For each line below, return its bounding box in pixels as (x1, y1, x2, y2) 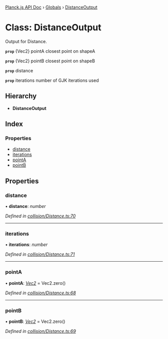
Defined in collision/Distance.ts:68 (5, 290, 76, 296)
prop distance (5, 67, 33, 73)
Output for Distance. (5, 38, 47, 44)
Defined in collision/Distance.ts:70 (5, 213, 76, 219)
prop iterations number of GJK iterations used (5, 77, 99, 83)
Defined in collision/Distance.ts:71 (5, 251, 75, 258)
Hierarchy (5, 92, 37, 100)
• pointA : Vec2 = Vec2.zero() (5, 280, 66, 286)
